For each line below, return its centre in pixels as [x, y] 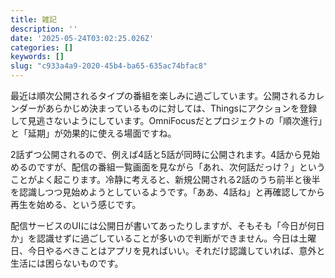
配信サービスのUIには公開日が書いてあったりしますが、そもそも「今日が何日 [167, 225]
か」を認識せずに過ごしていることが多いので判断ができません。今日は [155, 238]
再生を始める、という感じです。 [76, 204]
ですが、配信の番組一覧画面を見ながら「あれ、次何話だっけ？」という [181, 167]
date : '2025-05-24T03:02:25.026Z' [82, 38]
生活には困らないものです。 [67, 263]
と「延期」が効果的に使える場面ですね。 [93, 133]
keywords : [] [37, 57]
